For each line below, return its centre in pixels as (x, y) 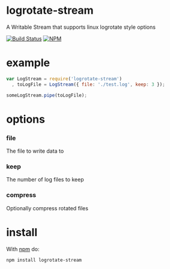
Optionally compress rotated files (47, 208)
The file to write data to (35, 151)
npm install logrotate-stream (44, 260)
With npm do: (23, 249)
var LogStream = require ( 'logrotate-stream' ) (64, 78)
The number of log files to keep (45, 180)
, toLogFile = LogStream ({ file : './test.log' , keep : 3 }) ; (88, 84)
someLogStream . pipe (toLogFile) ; (47, 95)
